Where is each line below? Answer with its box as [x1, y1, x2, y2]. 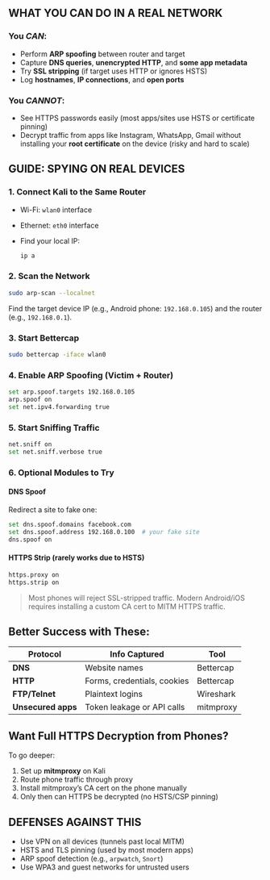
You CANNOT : [8, 94, 65, 106]
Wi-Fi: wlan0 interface [19, 205, 93, 215]
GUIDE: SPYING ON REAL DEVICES [8, 162, 185, 176]
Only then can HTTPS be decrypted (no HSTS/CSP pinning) [19, 792, 219, 802]
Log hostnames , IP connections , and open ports [19, 74, 185, 84]
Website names [85, 662, 143, 674]
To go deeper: [8, 750, 56, 761]
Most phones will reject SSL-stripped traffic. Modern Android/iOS [27, 593, 246, 603]
